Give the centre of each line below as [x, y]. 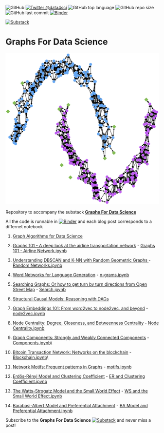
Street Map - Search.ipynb [39, 289]
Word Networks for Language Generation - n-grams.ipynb [71, 275]
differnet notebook [24, 226]
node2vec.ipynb [29, 313]
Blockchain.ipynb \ [30, 357]
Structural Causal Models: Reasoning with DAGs [61, 299]
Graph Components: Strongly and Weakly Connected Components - [81, 337]
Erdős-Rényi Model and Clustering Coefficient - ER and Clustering [79, 376]
